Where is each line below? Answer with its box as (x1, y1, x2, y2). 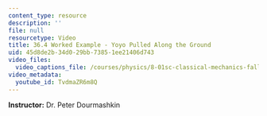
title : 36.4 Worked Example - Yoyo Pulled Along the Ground (8, 41, 212, 49)
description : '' (8, 19, 62, 27)
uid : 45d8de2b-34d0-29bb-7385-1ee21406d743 (8, 48, 155, 56)
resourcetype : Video (8, 33, 77, 42)
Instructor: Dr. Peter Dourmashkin (8, 100, 121, 110)
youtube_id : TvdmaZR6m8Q (15, 78, 98, 86)
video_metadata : (8, 71, 62, 79)
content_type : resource (8, 11, 87, 20)
